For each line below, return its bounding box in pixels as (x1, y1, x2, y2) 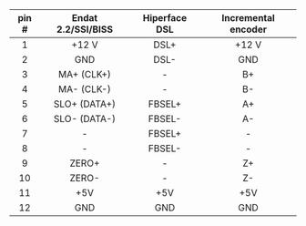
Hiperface (142, 12, 188, 24)
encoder (229, 23, 267, 36)
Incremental (221, 12, 275, 24)
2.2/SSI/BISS (56, 23, 114, 36)
